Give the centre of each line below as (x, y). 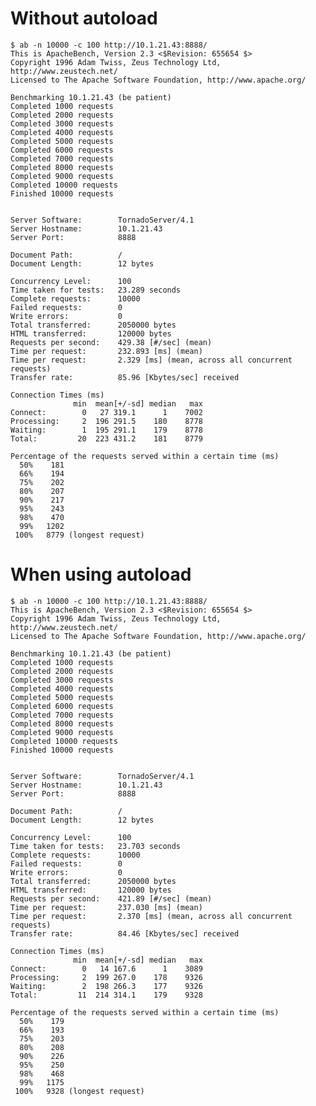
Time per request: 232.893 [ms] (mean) (106, 351)
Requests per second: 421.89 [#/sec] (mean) (111, 898)
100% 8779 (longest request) (79, 535)
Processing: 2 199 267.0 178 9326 (106, 977)
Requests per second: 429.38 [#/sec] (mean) (111, 342)
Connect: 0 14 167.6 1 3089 (106, 968)
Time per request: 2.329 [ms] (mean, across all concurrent (151, 360)
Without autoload (84, 18)
